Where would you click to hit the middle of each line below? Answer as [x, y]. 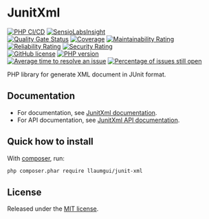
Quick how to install [51, 142]
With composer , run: [36, 158]
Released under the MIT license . [53, 209]
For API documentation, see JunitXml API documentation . [98, 120]
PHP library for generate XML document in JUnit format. [87, 74]
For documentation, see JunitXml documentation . [87, 112]
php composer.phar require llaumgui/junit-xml [75, 171]
